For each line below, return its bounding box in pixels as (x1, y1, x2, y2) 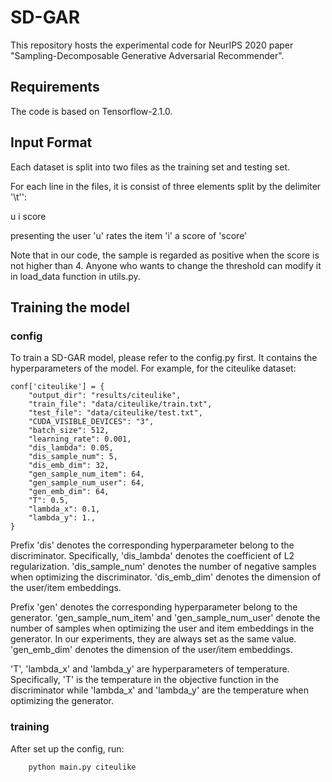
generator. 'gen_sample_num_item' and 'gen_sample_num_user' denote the (10, 612, 321, 624)
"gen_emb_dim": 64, (28, 487, 110, 497)
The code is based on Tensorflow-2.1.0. (10, 105, 173, 117)
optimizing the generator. (10, 695, 115, 707)
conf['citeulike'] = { (10, 382, 105, 392)
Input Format (10, 134, 93, 151)
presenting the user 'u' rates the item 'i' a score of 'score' (10, 229, 248, 241)
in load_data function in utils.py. (10, 270, 141, 282)
